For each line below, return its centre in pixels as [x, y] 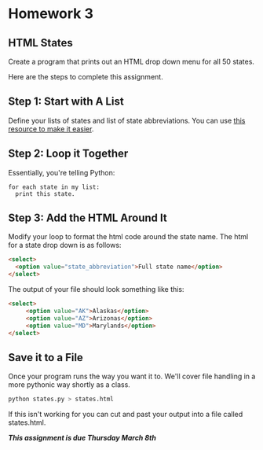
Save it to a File [46, 358]
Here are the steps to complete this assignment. [86, 77]
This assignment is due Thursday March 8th [82, 438]
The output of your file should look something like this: [96, 290]
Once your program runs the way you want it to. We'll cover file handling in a [132, 376]
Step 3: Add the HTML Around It [88, 218]
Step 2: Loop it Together [68, 154]
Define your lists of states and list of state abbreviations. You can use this [127, 120]
